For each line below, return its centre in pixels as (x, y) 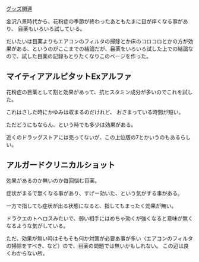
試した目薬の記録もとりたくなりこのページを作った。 (86, 56)
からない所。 (32, 253)
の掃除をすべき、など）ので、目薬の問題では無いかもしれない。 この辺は (95, 245)
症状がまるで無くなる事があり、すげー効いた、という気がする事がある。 (94, 193)
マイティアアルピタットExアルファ (69, 77)
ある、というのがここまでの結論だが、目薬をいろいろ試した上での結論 (102, 49)
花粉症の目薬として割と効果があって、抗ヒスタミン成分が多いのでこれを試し (99, 92)
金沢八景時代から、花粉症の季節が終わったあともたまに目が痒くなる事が (94, 21)
